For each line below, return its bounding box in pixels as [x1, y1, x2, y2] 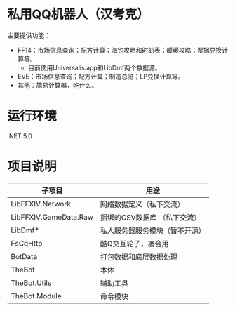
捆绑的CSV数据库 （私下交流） [100, 212, 201, 222]
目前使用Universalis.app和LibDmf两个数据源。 [27, 63, 161, 72]
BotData [11, 251, 38, 261]
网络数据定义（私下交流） [100, 199, 184, 209]
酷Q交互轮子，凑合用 [100, 239, 170, 249]
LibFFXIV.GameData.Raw [11, 212, 93, 222]
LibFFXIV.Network [11, 199, 72, 209]
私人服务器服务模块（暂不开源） [100, 225, 206, 235]
